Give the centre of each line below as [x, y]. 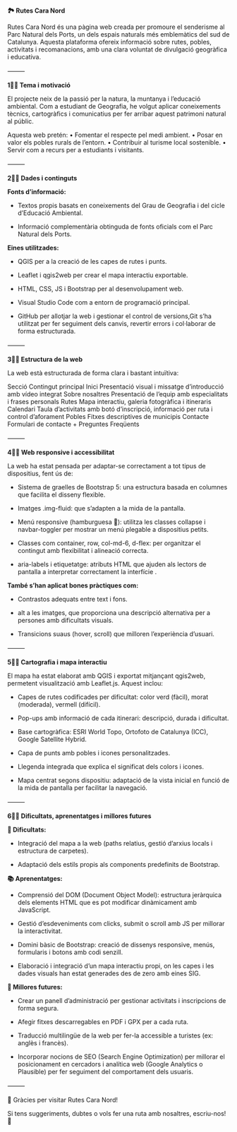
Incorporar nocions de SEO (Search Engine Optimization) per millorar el [121, 1057]
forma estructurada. [47, 331]
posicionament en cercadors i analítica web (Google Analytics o [110, 1064]
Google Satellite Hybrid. [52, 739]
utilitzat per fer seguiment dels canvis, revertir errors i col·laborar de [117, 323]
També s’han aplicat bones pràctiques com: [73, 585]
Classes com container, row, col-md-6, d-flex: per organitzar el [109, 543]
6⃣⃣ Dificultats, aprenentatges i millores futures [79, 816]
